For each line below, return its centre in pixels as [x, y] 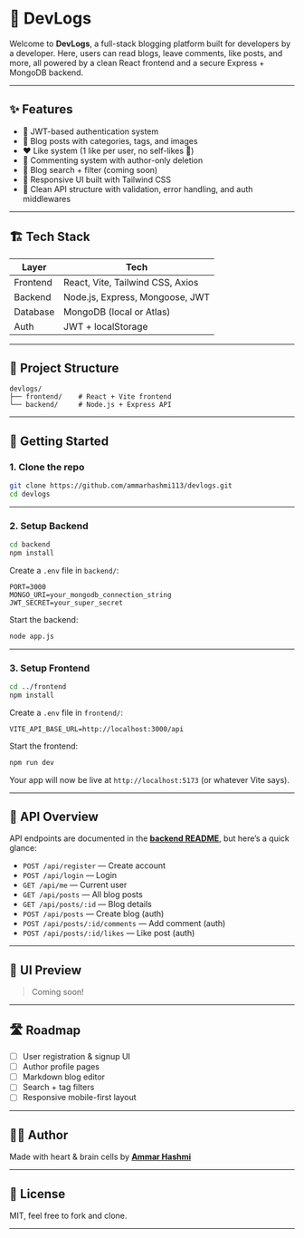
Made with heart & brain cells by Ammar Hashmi [100, 1157]
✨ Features [41, 109]
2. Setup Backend [49, 526]
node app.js [32, 636]
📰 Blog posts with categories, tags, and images [110, 140]
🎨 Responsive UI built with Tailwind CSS [97, 179]
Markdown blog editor [64, 1077]
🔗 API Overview [54, 817]
